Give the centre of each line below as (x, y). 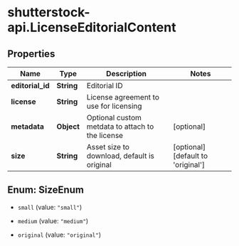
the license (105, 135)
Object (68, 127)
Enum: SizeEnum (46, 190)
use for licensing (114, 106)
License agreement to (123, 97)
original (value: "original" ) (59, 235)
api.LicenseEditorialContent (92, 27)
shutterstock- (49, 12)
